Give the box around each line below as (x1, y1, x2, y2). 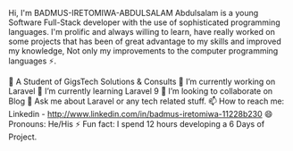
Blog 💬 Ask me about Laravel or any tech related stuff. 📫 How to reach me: (8, 96, 285, 106)
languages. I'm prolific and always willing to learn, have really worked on (8, 27, 276, 37)
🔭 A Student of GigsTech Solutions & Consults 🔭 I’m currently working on (8, 76, 276, 87)
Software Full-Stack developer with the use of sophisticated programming (8, 17, 280, 28)
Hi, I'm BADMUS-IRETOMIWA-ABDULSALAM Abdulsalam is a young (8, 8, 259, 18)
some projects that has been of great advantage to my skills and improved (8, 36, 282, 46)
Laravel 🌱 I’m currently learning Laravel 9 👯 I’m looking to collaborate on (8, 86, 273, 96)
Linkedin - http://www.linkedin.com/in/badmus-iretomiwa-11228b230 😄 (8, 109, 273, 119)
